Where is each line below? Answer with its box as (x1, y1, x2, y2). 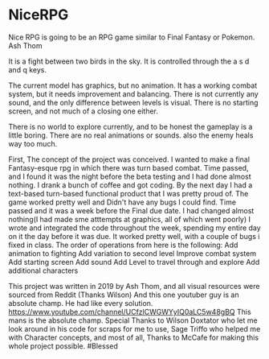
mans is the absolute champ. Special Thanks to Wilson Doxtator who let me (8, 316, 259, 325)
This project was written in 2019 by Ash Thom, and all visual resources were (8, 281, 260, 291)
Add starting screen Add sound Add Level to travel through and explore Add (8, 257, 260, 266)
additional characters (8, 266, 79, 275)
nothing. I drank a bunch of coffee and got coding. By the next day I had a (8, 179, 253, 190)
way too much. (8, 138, 58, 148)
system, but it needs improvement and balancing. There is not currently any (8, 89, 259, 98)
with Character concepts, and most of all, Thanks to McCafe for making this (8, 332, 259, 342)
